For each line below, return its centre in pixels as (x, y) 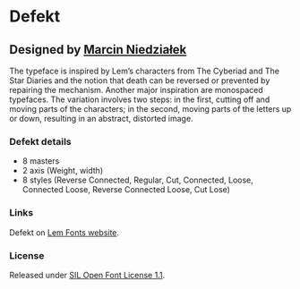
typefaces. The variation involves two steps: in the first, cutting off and (140, 99)
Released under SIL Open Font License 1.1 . (87, 275)
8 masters (41, 161)
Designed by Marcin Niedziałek (98, 50)
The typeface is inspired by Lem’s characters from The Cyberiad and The (145, 71)
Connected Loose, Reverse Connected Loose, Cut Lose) (126, 190)
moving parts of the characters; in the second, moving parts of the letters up (150, 109)
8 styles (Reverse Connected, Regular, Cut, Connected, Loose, (137, 180)
